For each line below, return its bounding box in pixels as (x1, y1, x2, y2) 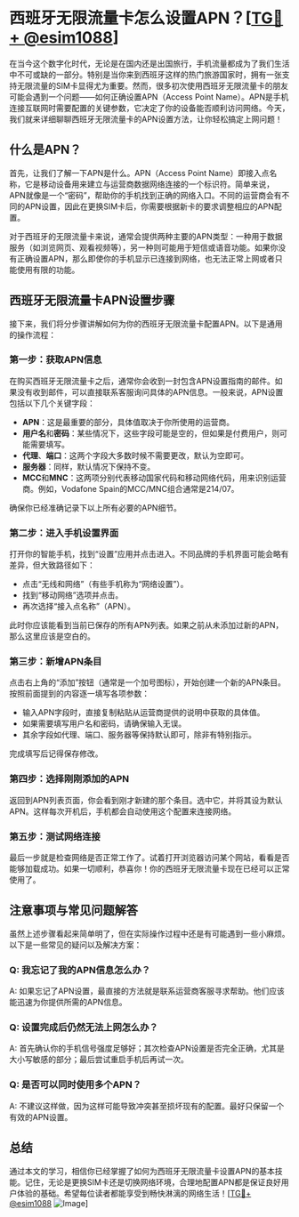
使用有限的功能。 (16, 264, 80, 275)
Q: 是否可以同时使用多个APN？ (9, 1078, 142, 1091)
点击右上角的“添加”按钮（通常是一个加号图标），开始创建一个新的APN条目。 (9, 677, 287, 688)
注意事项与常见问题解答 (9, 903, 138, 918)
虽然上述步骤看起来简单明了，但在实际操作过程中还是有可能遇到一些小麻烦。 (9, 928, 290, 939)
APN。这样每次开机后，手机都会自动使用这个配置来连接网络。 (9, 806, 237, 817)
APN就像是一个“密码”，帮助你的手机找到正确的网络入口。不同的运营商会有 (9, 189, 282, 200)
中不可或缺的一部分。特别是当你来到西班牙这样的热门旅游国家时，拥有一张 (9, 69, 282, 80)
